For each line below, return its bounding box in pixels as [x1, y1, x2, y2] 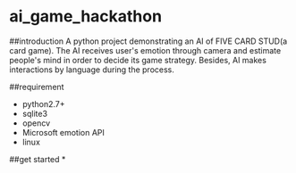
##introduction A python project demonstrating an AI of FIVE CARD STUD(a [9, 36, 288, 46]
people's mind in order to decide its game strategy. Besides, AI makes [9, 54, 266, 65]
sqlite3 [21, 108, 47, 119]
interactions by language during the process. [9, 64, 174, 75]
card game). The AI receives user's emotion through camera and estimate [9, 45, 282, 55]
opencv [21, 118, 51, 128]
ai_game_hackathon [9, 6, 163, 27]
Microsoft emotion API [21, 127, 106, 137]
